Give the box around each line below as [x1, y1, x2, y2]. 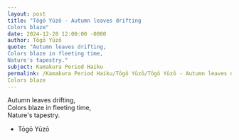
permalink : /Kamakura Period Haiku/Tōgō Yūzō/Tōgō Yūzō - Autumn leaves [7, 70, 228, 77]
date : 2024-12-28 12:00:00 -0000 [7, 30, 107, 38]
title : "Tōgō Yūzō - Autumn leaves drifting [7, 17, 142, 24]
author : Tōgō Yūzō [7, 37, 62, 44]
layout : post [7, 10, 46, 18]
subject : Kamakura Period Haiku [7, 63, 103, 70]
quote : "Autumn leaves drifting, [7, 43, 107, 50]
